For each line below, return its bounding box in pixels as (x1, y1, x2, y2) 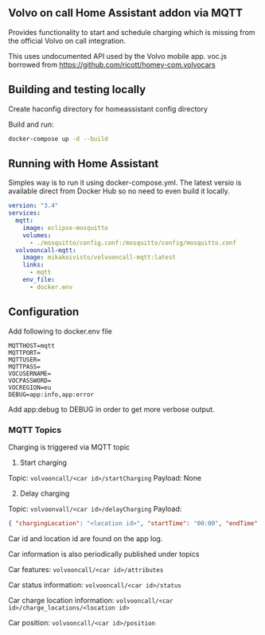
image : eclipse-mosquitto (22, 224, 109, 232)
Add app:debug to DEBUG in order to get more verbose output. (8, 404, 215, 414)
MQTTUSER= (8, 356, 41, 364)
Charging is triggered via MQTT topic (8, 442, 131, 452)
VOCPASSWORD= (8, 376, 52, 384)
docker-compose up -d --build (8, 134, 109, 142)
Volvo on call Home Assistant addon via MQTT (8, 6, 243, 20)
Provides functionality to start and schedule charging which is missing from (8, 27, 256, 37)
